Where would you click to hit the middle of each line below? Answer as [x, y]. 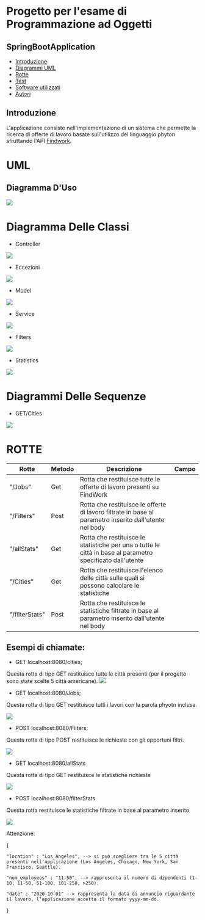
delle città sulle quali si [112, 577]
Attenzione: [21, 834]
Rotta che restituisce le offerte [123, 504]
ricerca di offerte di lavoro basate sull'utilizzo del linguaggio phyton [91, 134]
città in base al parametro [116, 552]
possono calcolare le [110, 585]
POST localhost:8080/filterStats [55, 798]
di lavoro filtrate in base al [117, 512]
